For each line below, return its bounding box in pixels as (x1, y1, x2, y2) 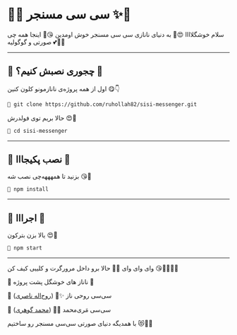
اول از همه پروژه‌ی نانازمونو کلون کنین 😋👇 (7, 84, 120, 93)
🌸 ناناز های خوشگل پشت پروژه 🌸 (7, 277, 95, 286)
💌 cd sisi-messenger (7, 127, 68, 134)
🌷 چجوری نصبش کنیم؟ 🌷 (7, 65, 104, 77)
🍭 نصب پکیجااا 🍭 (7, 153, 71, 165)
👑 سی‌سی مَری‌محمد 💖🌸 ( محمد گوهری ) (7, 305, 111, 314)
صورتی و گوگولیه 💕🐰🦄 (7, 37, 66, 46)
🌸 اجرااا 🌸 (7, 212, 46, 224)
